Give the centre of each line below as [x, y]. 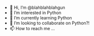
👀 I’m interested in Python [36, 13]
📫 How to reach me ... [32, 28]
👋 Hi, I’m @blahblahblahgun [37, 8]
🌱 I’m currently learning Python [41, 18]
